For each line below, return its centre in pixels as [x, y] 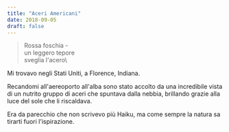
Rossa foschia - [46, 46]
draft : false [26, 26]
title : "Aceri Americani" [44, 13]
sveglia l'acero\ [45, 60]
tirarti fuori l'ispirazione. [41, 122]
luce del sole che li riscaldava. [50, 101]
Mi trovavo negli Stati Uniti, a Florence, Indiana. [74, 73]
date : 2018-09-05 [32, 20]
